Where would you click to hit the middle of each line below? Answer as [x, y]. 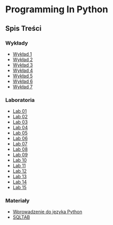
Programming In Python [57, 9]
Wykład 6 [23, 81]
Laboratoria [20, 100]
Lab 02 [20, 117]
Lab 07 [20, 144]
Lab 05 [20, 133]
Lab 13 [20, 177]
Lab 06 [20, 138]
